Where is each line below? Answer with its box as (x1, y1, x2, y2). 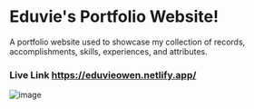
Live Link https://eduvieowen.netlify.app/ (9, 68, 197, 81)
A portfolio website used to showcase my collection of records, (9, 36, 246, 47)
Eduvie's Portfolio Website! (9, 6, 220, 27)
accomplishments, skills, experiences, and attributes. (9, 45, 208, 56)
